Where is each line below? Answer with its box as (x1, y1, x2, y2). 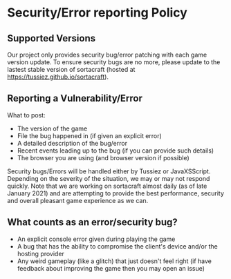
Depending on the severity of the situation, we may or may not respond (7, 174, 210, 182)
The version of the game (17, 124, 88, 133)
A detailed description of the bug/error (17, 139, 128, 147)
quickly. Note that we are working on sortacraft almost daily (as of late (7, 182, 207, 190)
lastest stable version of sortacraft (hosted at (7, 66, 136, 73)
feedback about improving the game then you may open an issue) (17, 264, 205, 272)
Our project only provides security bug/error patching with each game (7, 50, 207, 59)
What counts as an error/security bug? (7, 216, 178, 229)
